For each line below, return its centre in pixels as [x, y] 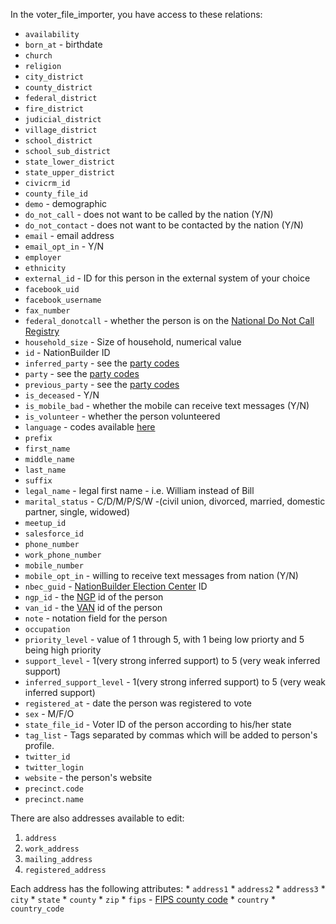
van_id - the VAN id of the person [93, 607]
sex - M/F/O [49, 713]
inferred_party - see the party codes [102, 363]
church [38, 56]
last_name [45, 470]
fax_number [47, 311]
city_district [54, 77]
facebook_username [63, 300]
